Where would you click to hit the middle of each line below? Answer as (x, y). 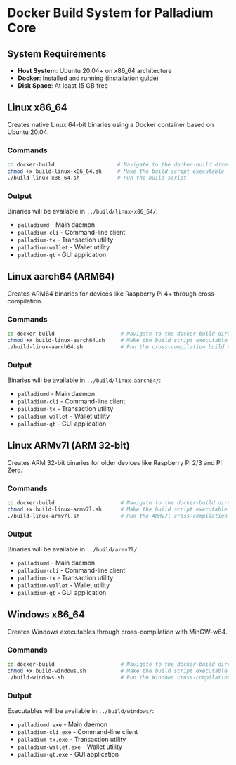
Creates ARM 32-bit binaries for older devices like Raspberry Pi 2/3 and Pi (115, 462)
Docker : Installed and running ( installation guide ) (88, 78)
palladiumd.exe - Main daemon (62, 724)
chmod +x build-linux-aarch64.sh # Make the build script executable (118, 341)
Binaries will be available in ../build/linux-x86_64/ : (83, 211)
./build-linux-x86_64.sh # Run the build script (97, 178)
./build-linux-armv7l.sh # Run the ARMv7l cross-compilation (118, 516)
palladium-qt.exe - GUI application (68, 754)
